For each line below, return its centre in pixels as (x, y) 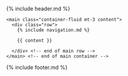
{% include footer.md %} (37, 67)
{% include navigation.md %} (53, 30)
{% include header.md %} (38, 9)
